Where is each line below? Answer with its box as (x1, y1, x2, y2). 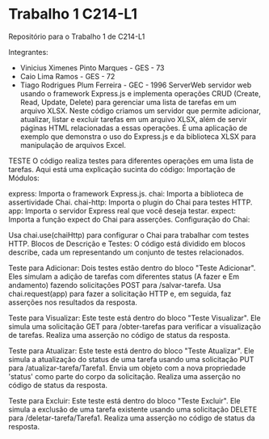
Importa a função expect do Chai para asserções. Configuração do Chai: (8, 214, 250, 224)
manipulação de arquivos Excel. (19, 140, 127, 150)
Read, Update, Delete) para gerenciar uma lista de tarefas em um (19, 97, 237, 107)
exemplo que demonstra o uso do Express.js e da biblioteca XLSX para (19, 131, 257, 141)
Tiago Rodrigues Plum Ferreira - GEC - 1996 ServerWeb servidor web (19, 80, 252, 90)
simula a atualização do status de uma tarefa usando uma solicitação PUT (8, 354, 254, 364)
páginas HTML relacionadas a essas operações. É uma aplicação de (19, 123, 248, 133)
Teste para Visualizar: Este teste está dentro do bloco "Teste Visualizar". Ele (8, 313, 261, 323)
